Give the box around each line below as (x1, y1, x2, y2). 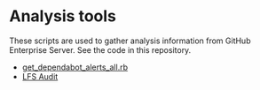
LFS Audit (21, 71, 59, 81)
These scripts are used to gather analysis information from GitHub (9, 35, 251, 46)
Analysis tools (9, 6, 117, 26)
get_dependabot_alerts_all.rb (21, 62, 129, 72)
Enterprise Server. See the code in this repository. (9, 44, 192, 55)
